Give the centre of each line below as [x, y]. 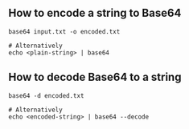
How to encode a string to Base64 [95, 13]
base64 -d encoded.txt [46, 95]
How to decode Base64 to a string [95, 77]
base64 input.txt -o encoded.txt [64, 31]
